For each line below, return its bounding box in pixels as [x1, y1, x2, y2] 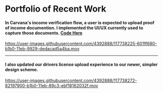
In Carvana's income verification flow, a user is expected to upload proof [5, 19, 155, 25]
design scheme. [5, 66, 38, 72]
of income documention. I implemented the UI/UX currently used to [5, 25, 143, 31]
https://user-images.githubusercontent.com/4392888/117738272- [5, 77, 137, 83]
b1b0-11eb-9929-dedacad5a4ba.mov [5, 46, 80, 52]
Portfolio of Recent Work [5, 3, 107, 15]
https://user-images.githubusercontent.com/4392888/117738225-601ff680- [5, 41, 157, 46]
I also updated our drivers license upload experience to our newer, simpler [5, 62, 158, 67]
